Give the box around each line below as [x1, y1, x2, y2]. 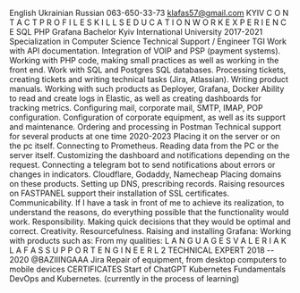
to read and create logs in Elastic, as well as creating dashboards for [9, 93, 262, 104]
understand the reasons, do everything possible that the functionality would [9, 207, 289, 217]
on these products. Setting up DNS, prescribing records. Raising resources [9, 179, 285, 188]
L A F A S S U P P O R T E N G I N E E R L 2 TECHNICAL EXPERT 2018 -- [9, 245, 275, 255]
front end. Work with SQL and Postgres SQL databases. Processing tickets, [9, 64, 287, 75]
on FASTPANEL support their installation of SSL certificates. [9, 188, 230, 198]
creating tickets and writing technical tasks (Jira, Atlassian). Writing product [9, 74, 289, 84]
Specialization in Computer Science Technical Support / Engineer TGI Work [9, 36, 287, 46]
